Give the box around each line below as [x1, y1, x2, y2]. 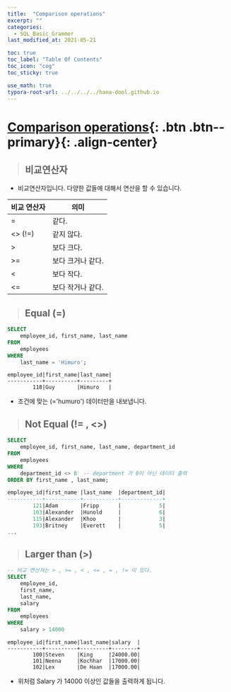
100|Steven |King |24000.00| [32, 652, 141, 659]
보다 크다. [52, 243, 83, 253]
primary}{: [7, 134, 71, 150]
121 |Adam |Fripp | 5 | [32, 502, 166, 509]
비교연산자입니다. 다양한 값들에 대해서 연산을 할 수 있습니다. [17, 184, 182, 192]
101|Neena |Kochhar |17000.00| [32, 657, 141, 665]
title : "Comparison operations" [7, 10, 106, 18]
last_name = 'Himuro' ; [20, 359, 87, 366]
